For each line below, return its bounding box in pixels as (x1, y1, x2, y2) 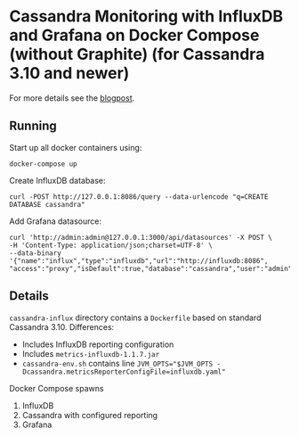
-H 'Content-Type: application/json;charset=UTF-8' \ (9, 241, 214, 250)
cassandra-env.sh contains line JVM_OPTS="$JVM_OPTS (21, 358, 214, 368)
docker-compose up (9, 159, 77, 169)
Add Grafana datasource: (9, 216, 102, 227)
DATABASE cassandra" (9, 200, 86, 209)
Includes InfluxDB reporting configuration (21, 339, 174, 350)
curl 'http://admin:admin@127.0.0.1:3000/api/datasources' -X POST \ (9, 233, 273, 242)
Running (9, 119, 58, 134)
